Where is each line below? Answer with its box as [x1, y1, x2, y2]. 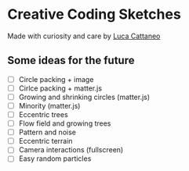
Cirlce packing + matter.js [18, 84, 103, 93]
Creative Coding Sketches [7, 5, 181, 23]
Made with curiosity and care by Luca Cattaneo [7, 31, 161, 41]
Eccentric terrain [18, 137, 73, 146]
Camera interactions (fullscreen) [18, 145, 124, 155]
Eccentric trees [18, 110, 68, 119]
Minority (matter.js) [18, 101, 81, 110]
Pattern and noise [18, 127, 76, 137]
